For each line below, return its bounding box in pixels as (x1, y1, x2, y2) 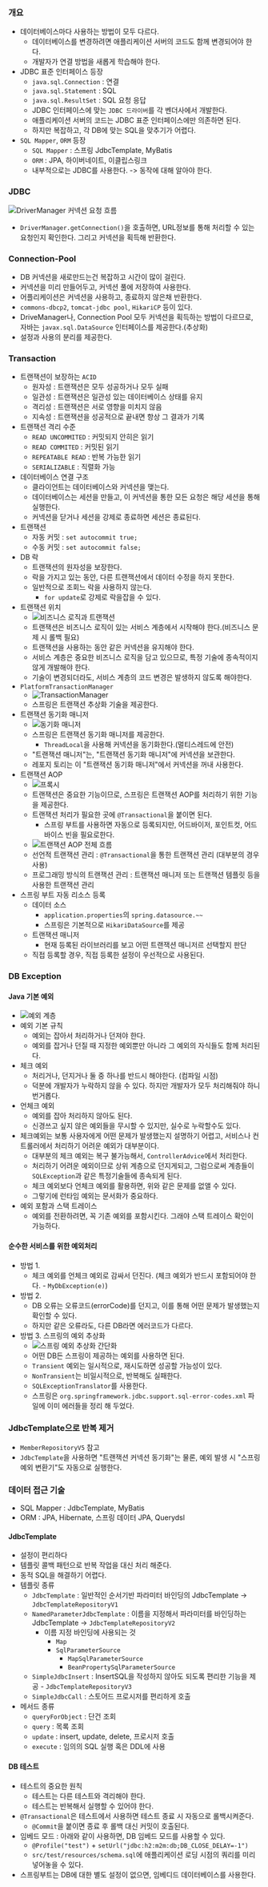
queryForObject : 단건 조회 (31, 1711, 117, 1721)
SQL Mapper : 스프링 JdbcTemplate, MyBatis (31, 146, 173, 156)
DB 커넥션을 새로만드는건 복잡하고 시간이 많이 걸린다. (19, 272, 186, 281)
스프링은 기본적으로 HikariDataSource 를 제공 (43, 920, 186, 930)
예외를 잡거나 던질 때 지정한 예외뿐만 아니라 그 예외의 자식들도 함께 (31, 1040, 239, 1051)
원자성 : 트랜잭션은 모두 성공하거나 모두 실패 (31, 382, 169, 392)
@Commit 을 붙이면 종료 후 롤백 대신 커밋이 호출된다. (31, 1821, 190, 1831)
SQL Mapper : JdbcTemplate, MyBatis (19, 1503, 146, 1513)
